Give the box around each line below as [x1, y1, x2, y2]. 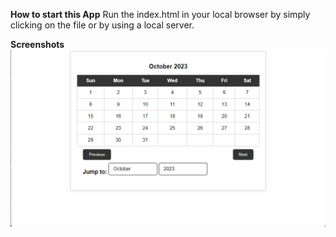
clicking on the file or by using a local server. [10, 19, 195, 31]
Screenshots [10, 39, 65, 50]
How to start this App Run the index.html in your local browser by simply [10, 9, 311, 20]
